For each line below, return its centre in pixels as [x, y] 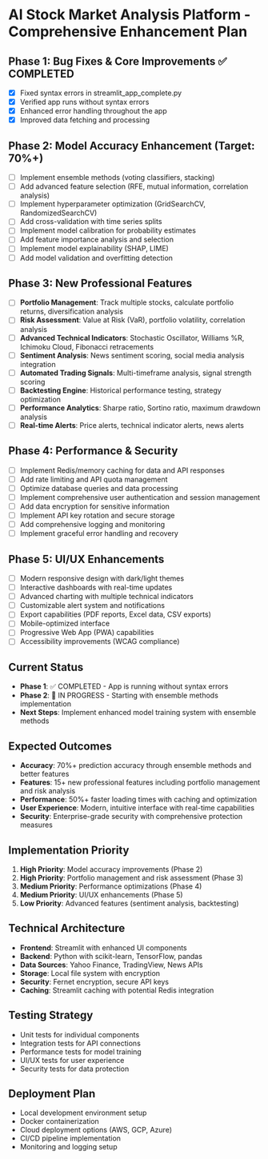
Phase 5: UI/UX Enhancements [86, 559]
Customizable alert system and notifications [92, 605]
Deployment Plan [52, 1093]
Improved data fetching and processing [85, 120]
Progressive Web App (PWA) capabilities [87, 633]
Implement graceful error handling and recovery [99, 534]
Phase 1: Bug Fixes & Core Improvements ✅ [118, 61]
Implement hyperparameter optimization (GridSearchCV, [112, 204]
